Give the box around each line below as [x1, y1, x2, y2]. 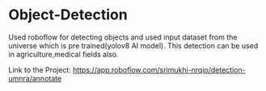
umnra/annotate [8, 73, 62, 83]
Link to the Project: [8, 64, 71, 74]
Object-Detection [8, 6, 128, 24]
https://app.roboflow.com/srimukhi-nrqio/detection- [72, 64, 246, 74]
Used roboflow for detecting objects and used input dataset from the [8, 32, 238, 42]
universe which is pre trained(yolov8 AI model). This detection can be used [8, 40, 259, 50]
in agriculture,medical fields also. [8, 49, 119, 59]
